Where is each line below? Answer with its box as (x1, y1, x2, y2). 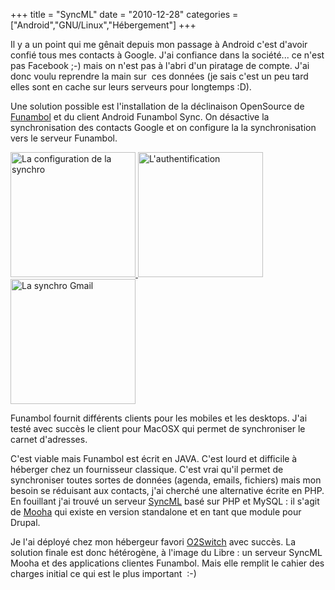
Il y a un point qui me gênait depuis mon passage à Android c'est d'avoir (10, 39, 308, 50)
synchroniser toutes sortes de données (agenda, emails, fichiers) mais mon (10, 474, 322, 486)
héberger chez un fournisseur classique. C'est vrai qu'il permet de (10, 464, 284, 475)
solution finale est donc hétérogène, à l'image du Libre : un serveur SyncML (10, 547, 323, 558)
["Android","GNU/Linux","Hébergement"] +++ (10, 19, 197, 31)
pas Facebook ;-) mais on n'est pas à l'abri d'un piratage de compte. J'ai (10, 60, 310, 71)
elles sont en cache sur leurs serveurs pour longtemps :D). (10, 81, 252, 93)
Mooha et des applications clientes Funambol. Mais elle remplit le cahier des (10, 557, 325, 569)
